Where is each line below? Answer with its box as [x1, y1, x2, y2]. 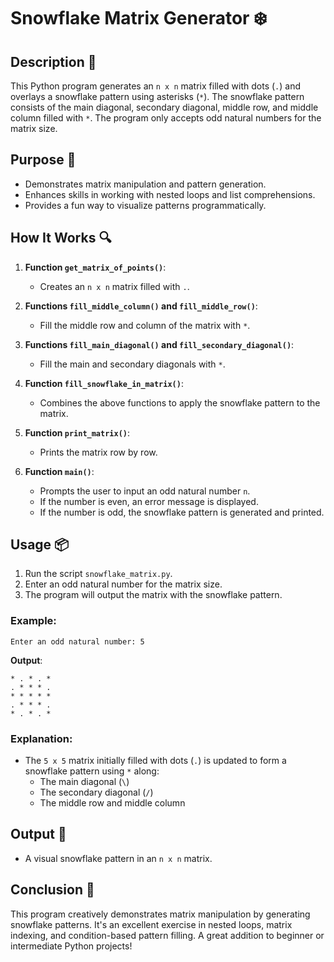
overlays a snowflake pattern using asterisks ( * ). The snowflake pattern [10, 91, 305, 102]
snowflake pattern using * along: [24, 765, 160, 777]
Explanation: [10, 731, 73, 745]
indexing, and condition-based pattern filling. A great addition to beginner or [10, 929, 325, 941]
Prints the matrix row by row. [39, 446, 158, 458]
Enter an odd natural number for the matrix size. [24, 578, 223, 590]
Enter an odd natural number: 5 [10, 636, 145, 647]
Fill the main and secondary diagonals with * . [39, 358, 226, 370]
